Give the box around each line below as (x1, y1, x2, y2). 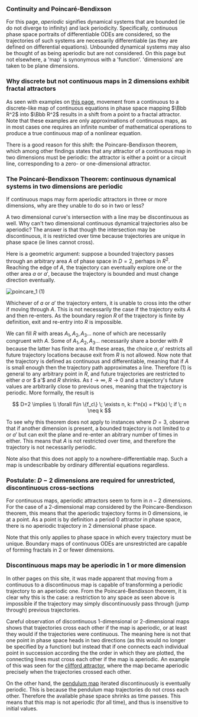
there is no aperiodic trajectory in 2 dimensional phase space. (6, 522, 157, 530)
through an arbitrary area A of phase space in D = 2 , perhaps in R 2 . (6, 256, 170, 265)
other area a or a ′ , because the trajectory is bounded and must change (6, 270, 179, 277)
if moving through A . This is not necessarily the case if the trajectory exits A (6, 305, 191, 313)
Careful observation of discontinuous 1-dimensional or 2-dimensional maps (6, 617, 190, 624)
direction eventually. (6, 276, 56, 283)
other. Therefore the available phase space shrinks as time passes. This (6, 692, 181, 699)
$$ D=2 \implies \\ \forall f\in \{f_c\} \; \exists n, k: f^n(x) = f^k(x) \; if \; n (12, 401, 187, 408)
